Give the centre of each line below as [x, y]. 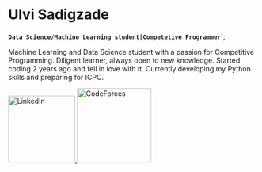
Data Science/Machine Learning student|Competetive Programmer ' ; [117, 36]
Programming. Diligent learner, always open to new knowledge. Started [124, 60]
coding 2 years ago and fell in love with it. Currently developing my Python [129, 68]
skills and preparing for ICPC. [56, 77]
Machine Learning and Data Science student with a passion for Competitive [131, 52]
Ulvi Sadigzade [59, 15]
